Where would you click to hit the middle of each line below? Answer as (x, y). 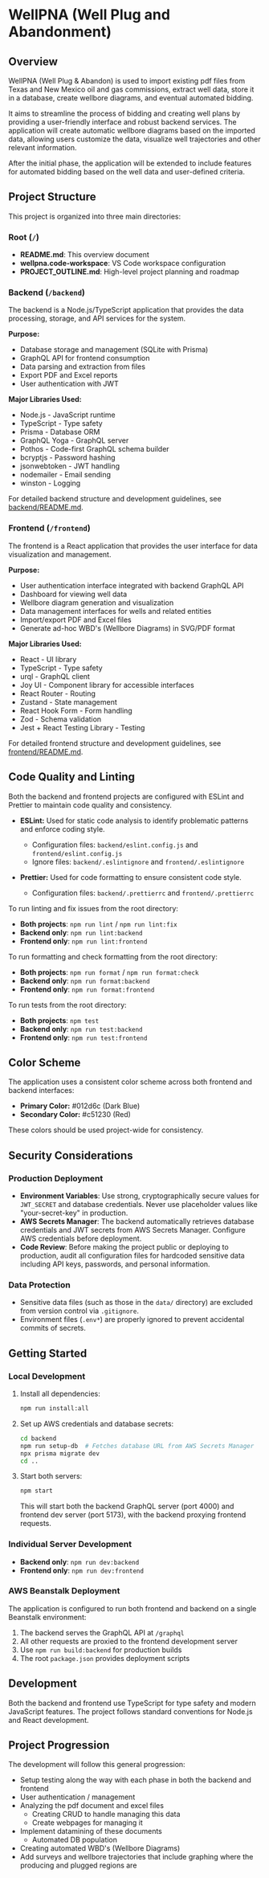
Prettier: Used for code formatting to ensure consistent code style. (131, 877)
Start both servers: (51, 1476)
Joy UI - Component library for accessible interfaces (107, 685)
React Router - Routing (58, 694)
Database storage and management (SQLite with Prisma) (114, 350)
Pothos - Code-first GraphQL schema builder (95, 449)
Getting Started (48, 1353)
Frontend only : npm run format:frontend (87, 989)
